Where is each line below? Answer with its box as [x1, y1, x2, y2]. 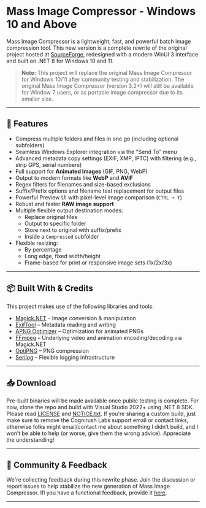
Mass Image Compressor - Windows [6, 4, 196, 18]
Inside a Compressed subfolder [24, 233, 99, 240]
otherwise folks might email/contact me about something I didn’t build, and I [6, 423, 198, 431]
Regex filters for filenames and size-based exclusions [15, 180, 151, 188]
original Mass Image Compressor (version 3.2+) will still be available [21, 82, 194, 90]
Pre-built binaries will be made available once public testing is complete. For [6, 397, 199, 404]
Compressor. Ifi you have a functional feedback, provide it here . [6, 489, 167, 496]
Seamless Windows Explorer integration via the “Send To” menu [15, 148, 177, 155]
